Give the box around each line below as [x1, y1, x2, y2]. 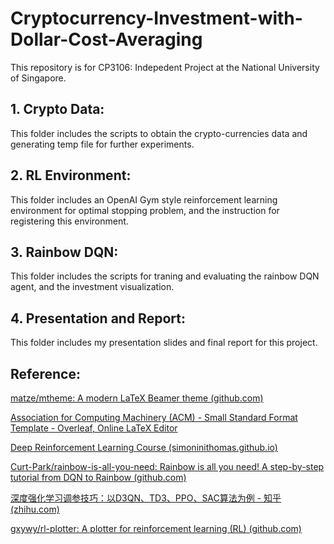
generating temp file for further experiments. [10, 138, 195, 150]
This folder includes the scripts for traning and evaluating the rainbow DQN [10, 270, 320, 282]
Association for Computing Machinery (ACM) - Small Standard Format [10, 412, 298, 423]
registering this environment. [10, 215, 129, 227]
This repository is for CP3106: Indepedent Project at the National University [10, 61, 320, 73]
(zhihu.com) [10, 503, 60, 515]
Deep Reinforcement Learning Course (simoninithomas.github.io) [10, 442, 278, 453]
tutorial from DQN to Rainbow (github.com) [10, 472, 187, 483]
